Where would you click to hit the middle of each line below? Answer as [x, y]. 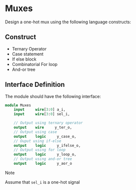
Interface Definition [35, 85]
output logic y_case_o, [45, 136]
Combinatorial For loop [35, 64]
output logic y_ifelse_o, [47, 145]
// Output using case [35, 132]
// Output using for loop [40, 150]
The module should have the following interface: [53, 96]
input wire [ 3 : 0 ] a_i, [40, 110]
